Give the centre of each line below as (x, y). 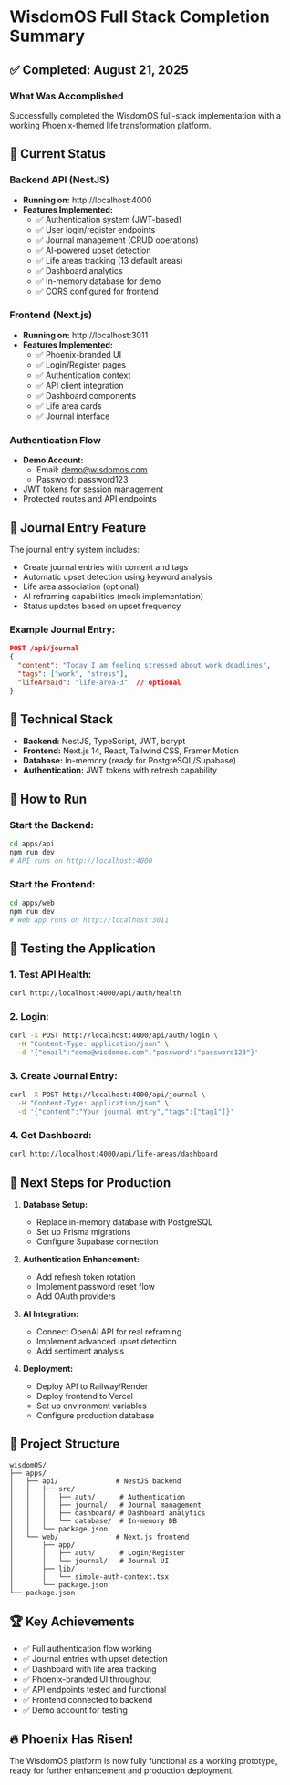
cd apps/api (32, 844)
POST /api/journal (44, 649)
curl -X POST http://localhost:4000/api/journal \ (108, 1095)
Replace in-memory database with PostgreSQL (124, 1222)
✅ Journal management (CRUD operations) (117, 240)
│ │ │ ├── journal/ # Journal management (106, 1505)
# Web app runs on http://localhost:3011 (89, 920)
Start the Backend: (52, 825)
